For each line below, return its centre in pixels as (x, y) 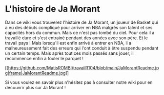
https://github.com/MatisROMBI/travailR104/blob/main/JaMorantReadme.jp (83, 68)
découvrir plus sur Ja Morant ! (35, 87)
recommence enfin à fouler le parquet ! (44, 58)
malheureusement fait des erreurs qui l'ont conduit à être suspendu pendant (82, 48)
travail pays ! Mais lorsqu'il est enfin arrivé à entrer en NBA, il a (68, 43)
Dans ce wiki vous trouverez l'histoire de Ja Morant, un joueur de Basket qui (82, 22)
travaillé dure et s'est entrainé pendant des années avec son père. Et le (76, 38)
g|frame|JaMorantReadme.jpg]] (37, 73)
